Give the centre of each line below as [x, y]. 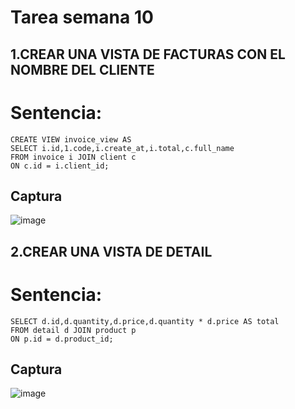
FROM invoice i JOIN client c [73, 157]
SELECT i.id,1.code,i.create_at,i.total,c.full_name [122, 148]
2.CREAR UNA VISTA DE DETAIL [111, 251]
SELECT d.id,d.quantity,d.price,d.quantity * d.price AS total [145, 321]
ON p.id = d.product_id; [62, 339]
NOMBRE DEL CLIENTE [82, 69]
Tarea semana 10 [82, 17]
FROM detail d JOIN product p [73, 330]
